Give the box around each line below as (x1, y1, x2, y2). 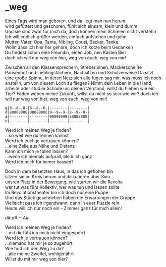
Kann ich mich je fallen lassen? (5, 148, 68, 154)
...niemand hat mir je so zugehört (5, 240, 73, 246)
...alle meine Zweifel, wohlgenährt (5, 251, 74, 257)
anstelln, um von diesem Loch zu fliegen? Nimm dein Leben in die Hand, (5, 80, 153, 86)
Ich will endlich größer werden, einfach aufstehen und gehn (5, 34, 127, 40)
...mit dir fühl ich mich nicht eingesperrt (5, 229, 86, 235)
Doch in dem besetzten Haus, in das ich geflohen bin (5, 168, 113, 174)
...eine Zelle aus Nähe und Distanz (5, 143, 75, 149)
